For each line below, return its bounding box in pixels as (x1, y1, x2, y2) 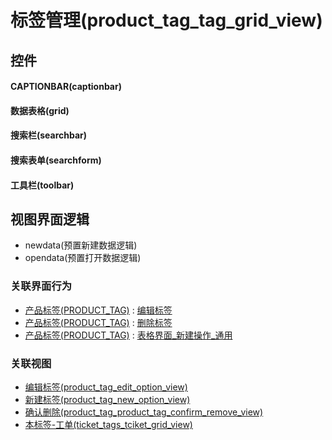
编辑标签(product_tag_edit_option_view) (24, 381, 188, 393)
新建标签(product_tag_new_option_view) (24, 393, 191, 405)
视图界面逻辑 (10, 211, 90, 228)
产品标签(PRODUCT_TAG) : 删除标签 (24, 316, 173, 328)
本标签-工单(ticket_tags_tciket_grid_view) (24, 418, 193, 430)
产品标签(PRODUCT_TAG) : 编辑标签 (24, 304, 173, 316)
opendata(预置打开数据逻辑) (24, 252, 142, 264)
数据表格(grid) (10, 104, 70, 116)
